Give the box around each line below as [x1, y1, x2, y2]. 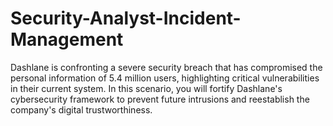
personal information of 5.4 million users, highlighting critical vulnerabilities [10, 72, 320, 84]
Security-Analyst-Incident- [10, 7, 242, 30]
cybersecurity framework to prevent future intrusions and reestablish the [10, 93, 310, 105]
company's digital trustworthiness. [10, 103, 153, 116]
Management [10, 28, 124, 51]
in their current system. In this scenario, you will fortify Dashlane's [10, 82, 283, 94]
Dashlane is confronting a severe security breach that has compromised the [10, 61, 323, 73]
